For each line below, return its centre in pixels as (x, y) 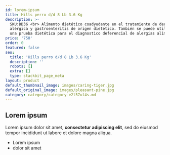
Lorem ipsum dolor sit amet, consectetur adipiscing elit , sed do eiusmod (82, 128)
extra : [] (20, 71)
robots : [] (21, 66)
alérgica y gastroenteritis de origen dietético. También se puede (82, 29)
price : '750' (19, 38)
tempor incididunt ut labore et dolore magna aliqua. (59, 133)
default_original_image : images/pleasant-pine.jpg (60, 90)
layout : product (22, 81)
